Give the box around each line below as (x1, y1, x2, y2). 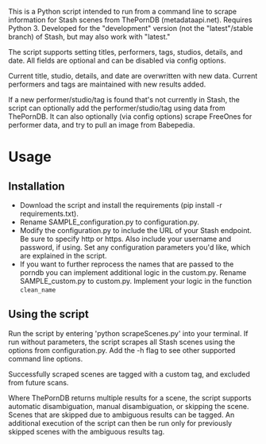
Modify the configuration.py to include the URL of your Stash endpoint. (19, 226, 253, 235)
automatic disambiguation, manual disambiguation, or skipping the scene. (8, 401, 249, 411)
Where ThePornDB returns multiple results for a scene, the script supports (8, 392, 252, 403)
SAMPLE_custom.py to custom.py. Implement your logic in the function (19, 277, 253, 285)
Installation (8, 179, 65, 193)
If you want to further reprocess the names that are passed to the (19, 259, 234, 269)
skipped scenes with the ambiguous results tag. (8, 427, 165, 436)
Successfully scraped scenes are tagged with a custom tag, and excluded (8, 369, 250, 379)
